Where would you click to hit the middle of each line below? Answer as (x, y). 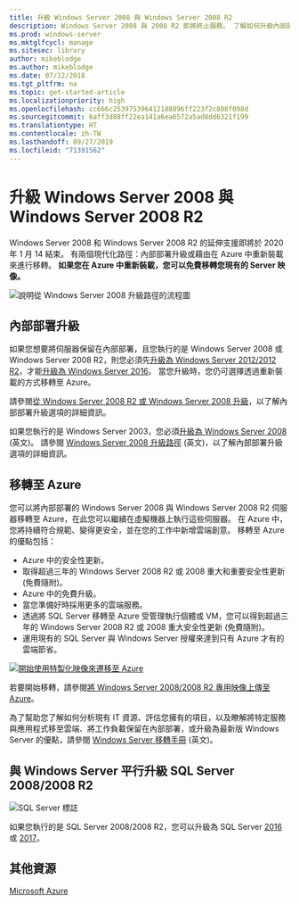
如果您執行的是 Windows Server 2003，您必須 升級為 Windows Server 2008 (148, 431)
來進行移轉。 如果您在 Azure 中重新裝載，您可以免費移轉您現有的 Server (142, 265)
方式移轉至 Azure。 (60, 382)
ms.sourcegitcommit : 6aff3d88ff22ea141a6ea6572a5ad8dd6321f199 (129, 117)
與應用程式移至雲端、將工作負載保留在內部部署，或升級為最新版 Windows (144, 729)
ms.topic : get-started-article (67, 92)
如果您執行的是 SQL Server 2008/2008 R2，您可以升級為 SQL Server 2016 (146, 827)
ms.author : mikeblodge (51, 68)
